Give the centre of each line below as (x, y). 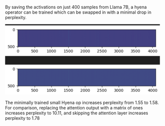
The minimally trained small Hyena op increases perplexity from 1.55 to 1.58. (82, 103)
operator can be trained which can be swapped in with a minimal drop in (78, 12)
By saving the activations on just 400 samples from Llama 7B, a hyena (76, 7)
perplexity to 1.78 (23, 118)
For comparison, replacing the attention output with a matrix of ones (74, 107)
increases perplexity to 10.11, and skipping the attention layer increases (77, 113)
